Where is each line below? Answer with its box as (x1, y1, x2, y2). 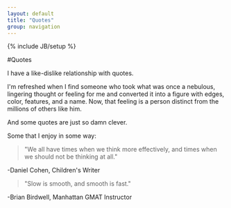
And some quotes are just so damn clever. (7, 118, 128, 127)
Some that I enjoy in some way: (7, 131, 97, 140)
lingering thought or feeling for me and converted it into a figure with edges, (7, 90, 225, 98)
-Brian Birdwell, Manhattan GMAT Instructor (7, 193, 132, 202)
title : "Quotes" (7, 17, 54, 24)
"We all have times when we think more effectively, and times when (24, 145, 217, 154)
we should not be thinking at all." (24, 152, 118, 161)
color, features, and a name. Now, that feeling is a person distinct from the (7, 97, 219, 106)
